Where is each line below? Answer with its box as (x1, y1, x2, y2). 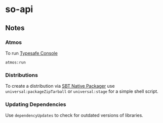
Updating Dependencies (5, 101, 66, 108)
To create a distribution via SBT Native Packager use (5, 83, 115, 89)
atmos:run (5, 59, 26, 65)
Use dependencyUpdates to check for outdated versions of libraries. (5, 112, 143, 118)
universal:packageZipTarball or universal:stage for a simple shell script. (5, 88, 158, 94)
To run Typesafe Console (5, 50, 58, 56)
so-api (5, 4, 33, 15)
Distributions (5, 72, 38, 79)
